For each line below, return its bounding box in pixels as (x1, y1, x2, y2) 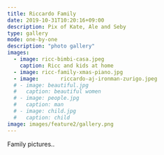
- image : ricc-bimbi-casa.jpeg (13, 56, 105, 63)
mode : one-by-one (7, 36, 58, 43)
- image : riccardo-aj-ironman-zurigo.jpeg (13, 75, 158, 82)
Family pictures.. (7, 140, 55, 148)
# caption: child (13, 114, 70, 121)
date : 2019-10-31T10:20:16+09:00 (7, 17, 105, 24)
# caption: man (13, 101, 64, 108)
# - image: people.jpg (13, 95, 80, 102)
